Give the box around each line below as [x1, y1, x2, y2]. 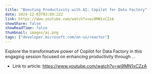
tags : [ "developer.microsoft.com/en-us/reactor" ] [5, 35, 110, 40]
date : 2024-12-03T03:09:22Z [5, 12, 63, 17]
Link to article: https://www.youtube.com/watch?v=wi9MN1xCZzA [12, 63, 147, 69]
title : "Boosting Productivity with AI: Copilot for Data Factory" [5, 7, 148, 12]
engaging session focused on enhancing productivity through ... [5, 53, 136, 59]
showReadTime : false [5, 26, 48, 31]
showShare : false [5, 21, 41, 26]
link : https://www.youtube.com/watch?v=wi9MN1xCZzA [5, 16, 114, 21]
